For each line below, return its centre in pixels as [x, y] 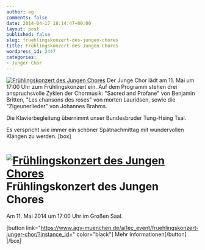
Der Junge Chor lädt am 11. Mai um [150, 80]
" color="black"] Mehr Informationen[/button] [130, 234]
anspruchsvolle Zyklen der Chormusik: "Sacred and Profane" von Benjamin [101, 93]
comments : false [27, 18]
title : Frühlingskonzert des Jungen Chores [63, 46]
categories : [21, 57]
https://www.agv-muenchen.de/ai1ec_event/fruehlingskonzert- [120, 228]
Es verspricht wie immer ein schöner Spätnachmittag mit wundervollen [95, 130]
